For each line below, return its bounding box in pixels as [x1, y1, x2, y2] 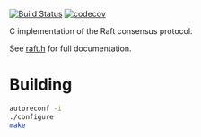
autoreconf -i [9, 104, 63, 113]
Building [9, 74, 73, 95]
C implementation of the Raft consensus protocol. [9, 26, 193, 36]
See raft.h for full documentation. [9, 43, 132, 54]
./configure [9, 112, 54, 121]
